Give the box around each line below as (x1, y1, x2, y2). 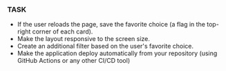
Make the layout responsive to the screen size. (17, 35, 151, 43)
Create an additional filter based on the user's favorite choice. (17, 42, 194, 51)
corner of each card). (32, 27, 93, 35)
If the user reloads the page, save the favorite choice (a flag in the (17, 20, 206, 29)
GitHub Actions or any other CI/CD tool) (17, 57, 131, 65)
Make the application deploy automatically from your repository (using (17, 49, 218, 57)
